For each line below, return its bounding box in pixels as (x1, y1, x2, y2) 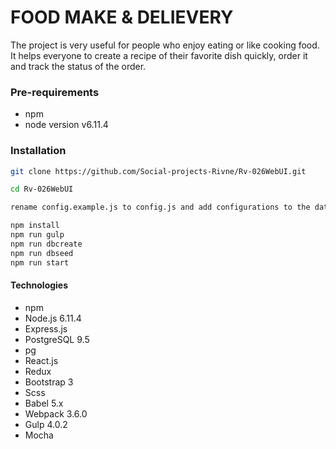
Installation (10, 144, 67, 158)
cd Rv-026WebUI (10, 184, 74, 195)
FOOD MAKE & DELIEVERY (10, 6, 234, 29)
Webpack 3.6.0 (24, 407, 88, 420)
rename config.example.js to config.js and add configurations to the (10, 202, 311, 213)
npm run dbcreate (10, 239, 83, 249)
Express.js (24, 322, 68, 335)
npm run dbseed (10, 248, 74, 258)
